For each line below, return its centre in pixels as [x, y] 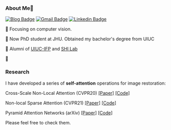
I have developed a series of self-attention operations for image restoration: [86, 83]
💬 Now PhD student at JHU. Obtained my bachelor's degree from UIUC [80, 39]
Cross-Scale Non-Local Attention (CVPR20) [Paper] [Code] [68, 93]
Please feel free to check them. [38, 122]
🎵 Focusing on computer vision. [39, 29]
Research [17, 72]
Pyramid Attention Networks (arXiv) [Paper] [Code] [59, 113]
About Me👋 [20, 8]
